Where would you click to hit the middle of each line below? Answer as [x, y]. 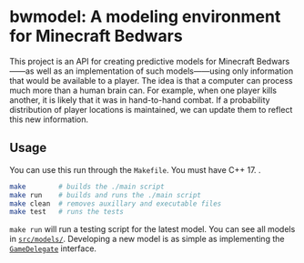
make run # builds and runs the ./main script [106, 195]
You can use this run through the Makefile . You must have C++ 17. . [135, 169]
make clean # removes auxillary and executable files [116, 203]
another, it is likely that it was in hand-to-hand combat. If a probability [140, 100]
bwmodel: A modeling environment [145, 17]
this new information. [49, 119]
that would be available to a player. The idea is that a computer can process [151, 80]
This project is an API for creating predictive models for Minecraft [132, 61]
